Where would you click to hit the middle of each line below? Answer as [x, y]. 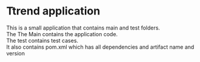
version [16, 53]
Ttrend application [53, 11]
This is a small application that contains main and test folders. [83, 28]
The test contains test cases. [42, 40]
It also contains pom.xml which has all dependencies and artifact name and [100, 47]
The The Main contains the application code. [62, 34]
